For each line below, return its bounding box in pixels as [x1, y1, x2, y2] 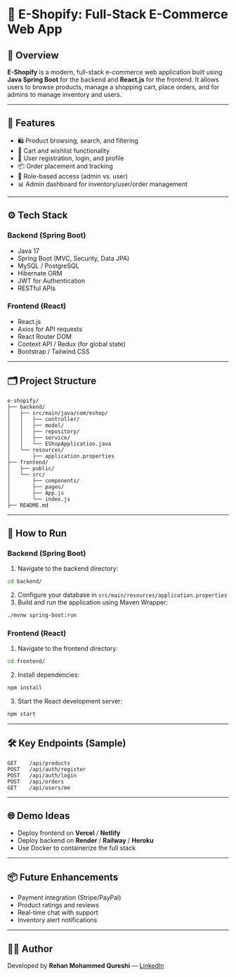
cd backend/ [7, 578, 42, 585]
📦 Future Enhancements [7, 871, 119, 883]
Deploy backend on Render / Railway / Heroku [17, 836, 154, 844]
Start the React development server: [17, 697, 123, 706]
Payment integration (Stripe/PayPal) [17, 893, 122, 902]
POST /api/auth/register [7, 765, 86, 772]
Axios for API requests [17, 325, 83, 333]
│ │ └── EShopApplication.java [7, 440, 112, 447]
